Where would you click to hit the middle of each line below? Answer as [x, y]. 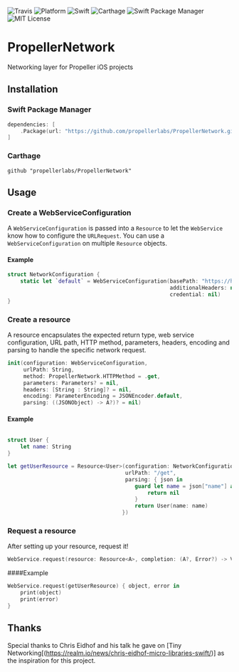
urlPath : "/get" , [150, 473]
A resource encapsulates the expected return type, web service [101, 335]
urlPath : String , [49, 369]
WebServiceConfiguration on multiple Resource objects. [87, 243]
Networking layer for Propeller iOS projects [70, 67]
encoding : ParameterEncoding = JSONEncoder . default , [103, 396]
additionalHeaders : [198, 288]
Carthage [24, 156]
